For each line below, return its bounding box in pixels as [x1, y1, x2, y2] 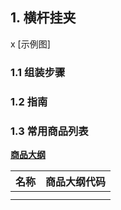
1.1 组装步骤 [10, 65, 66, 79]
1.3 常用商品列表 [10, 124, 89, 138]
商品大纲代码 [45, 174, 107, 188]
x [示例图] [10, 38, 51, 50]
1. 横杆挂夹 [10, 9, 77, 27]
